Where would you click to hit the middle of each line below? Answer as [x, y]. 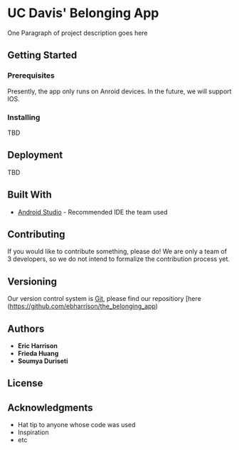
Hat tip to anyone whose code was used [76, 425]
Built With [30, 195]
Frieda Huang [38, 353]
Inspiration [33, 432]
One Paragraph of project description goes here [78, 33]
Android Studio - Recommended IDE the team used [93, 212]
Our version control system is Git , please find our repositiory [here [104, 299]
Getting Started [42, 55]
